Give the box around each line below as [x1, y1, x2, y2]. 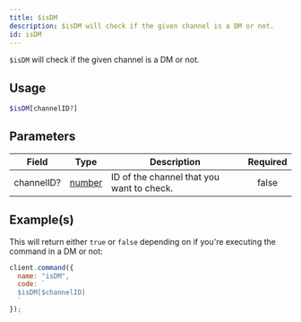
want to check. [110, 181, 173, 194]
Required [247, 155, 288, 168]
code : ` [17, 280, 47, 289]
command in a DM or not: [9, 246, 103, 257]
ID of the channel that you [110, 170, 220, 183]
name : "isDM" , [17, 271, 70, 281]
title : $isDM [9, 13, 58, 22]
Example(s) [9, 213, 74, 228]
